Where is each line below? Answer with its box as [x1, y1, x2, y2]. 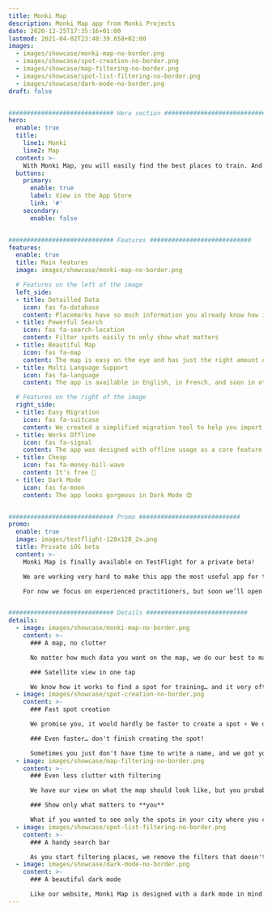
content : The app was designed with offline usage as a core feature [23, 446, 263, 454]
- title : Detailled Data [15, 296, 100, 304]
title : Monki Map [8, 11, 67, 20]
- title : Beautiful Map [15, 341, 96, 349]
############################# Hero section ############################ [8, 109, 266, 117]
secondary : [23, 206, 60, 215]
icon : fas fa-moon [23, 483, 85, 492]
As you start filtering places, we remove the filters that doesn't [29, 853, 266, 861]
